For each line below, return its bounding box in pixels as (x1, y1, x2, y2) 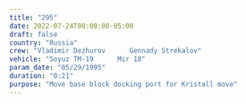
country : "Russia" (9, 38, 78, 47)
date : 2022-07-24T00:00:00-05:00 (9, 21, 134, 30)
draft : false (9, 30, 58, 39)
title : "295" (9, 13, 58, 22)
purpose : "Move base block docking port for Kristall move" (9, 80, 239, 89)
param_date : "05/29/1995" (9, 64, 106, 73)
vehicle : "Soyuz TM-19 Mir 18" (9, 55, 146, 64)
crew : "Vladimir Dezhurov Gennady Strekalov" (9, 47, 202, 56)
